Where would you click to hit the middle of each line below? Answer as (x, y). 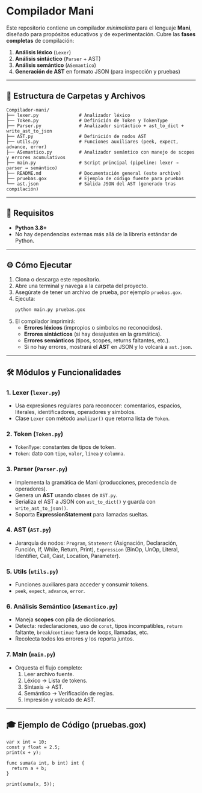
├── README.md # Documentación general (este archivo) (94, 173)
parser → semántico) (32, 168)
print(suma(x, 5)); (31, 784)
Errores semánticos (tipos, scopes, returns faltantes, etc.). (97, 340)
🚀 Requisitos (30, 213)
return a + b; (29, 768)
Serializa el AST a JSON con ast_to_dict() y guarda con (85, 501)
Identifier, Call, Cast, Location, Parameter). (67, 556)
